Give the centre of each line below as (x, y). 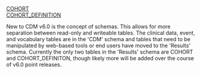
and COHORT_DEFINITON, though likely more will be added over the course (100, 58)
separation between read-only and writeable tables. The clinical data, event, (101, 33)
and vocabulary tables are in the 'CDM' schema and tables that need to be (98, 39)
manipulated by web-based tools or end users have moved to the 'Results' (98, 45)
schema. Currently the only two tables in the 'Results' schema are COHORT (100, 52)
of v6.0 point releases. (34, 64)
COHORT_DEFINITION (34, 15)
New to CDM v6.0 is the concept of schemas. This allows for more (88, 27)
